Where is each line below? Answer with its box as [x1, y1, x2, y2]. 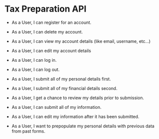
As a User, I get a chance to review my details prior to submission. [11, 95, 144, 101]
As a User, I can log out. [11, 67, 60, 72]
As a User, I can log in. [11, 57, 57, 63]
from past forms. [11, 128, 46, 134]
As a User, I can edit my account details [11, 48, 91, 53]
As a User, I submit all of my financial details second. [11, 85, 118, 91]
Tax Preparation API [4, 3, 87, 15]
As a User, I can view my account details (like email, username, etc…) [11, 38, 151, 44]
